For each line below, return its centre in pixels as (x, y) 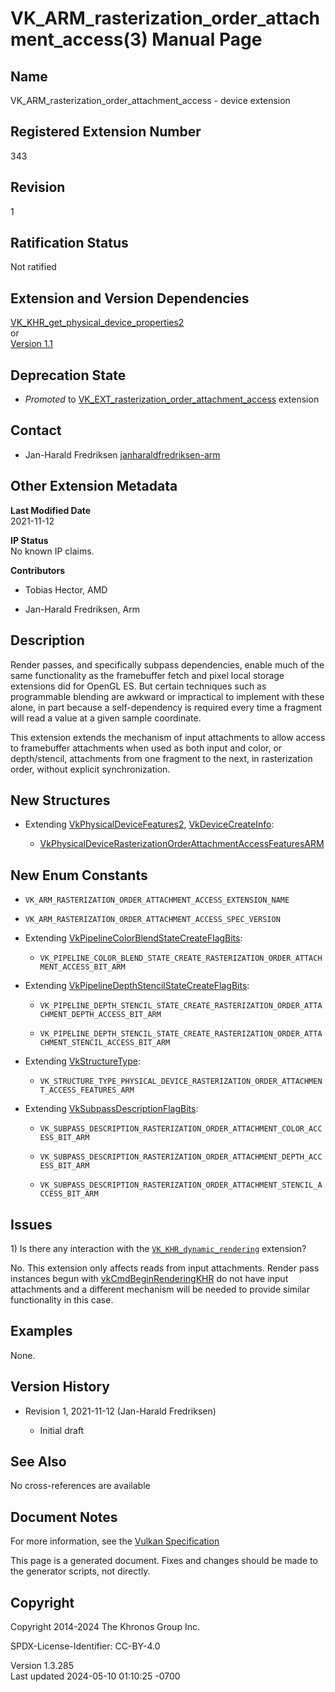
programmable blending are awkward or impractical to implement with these (167, 696)
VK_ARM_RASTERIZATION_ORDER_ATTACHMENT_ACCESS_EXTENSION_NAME (157, 900)
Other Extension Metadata (94, 486)
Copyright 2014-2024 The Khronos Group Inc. (105, 1626)
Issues (31, 1224)
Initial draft (62, 1430)
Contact (36, 430)
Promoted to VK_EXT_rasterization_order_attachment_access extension (172, 399)
